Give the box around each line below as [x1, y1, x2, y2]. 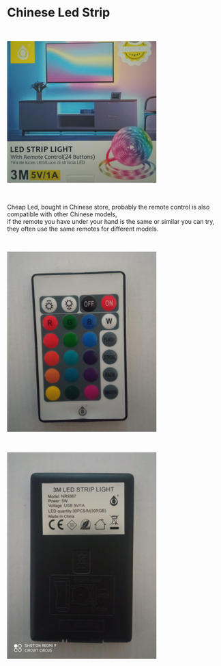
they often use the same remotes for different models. [7, 225, 159, 233]
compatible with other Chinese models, [7, 210, 117, 218]
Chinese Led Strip [7, 5, 110, 21]
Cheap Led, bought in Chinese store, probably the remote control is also [7, 203, 210, 212]
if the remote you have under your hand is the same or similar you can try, [7, 218, 215, 226]
